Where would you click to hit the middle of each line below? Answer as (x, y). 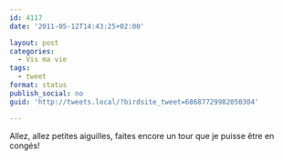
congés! (25, 145)
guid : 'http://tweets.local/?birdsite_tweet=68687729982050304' (134, 102)
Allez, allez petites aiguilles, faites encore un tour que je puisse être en (142, 135)
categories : (32, 51)
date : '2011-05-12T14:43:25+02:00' (77, 26)
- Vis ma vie (42, 60)
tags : (20, 68)
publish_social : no (47, 93)
